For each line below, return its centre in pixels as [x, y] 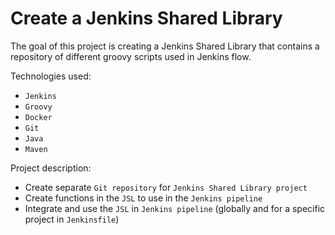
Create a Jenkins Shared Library [146, 18]
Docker [38, 117]
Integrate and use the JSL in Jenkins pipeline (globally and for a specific [175, 208]
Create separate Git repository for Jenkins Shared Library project [166, 187]
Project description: [51, 168]
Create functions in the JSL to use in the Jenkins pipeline [143, 198]
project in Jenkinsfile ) [72, 219]
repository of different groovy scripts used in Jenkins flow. [131, 56]
